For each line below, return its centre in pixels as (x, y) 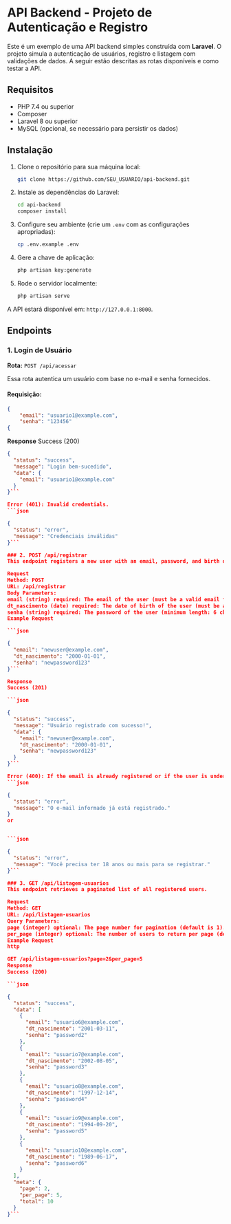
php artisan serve (43, 296)
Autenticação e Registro (78, 27)
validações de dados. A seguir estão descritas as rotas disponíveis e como (113, 61)
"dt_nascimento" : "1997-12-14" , (71, 1093)
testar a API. (24, 68)
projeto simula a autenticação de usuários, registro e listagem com (101, 54)
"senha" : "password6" (56, 1163)
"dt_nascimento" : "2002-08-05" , (71, 1061)
